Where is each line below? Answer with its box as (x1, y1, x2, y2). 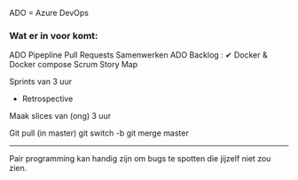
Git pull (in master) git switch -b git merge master (9, 128, 189, 138)
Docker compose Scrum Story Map (9, 59, 138, 70)
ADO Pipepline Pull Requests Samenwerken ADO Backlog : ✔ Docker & (9, 50, 268, 60)
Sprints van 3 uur (9, 76, 73, 87)
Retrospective (21, 93, 74, 105)
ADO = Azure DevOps (9, 8, 89, 18)
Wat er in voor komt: (9, 29, 98, 42)
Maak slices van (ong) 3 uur (9, 111, 112, 121)
